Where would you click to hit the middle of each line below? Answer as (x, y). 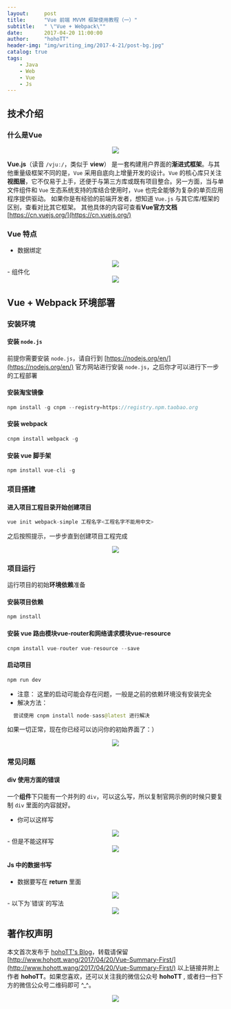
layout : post (32, 13)
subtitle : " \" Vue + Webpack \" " (57, 26)
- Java (29, 65)
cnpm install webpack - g (43, 439)
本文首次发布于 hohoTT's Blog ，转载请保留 (68, 952)
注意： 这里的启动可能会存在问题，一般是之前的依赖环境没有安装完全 (114, 694)
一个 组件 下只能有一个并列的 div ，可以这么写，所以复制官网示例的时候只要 (112, 796)
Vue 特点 (22, 233)
